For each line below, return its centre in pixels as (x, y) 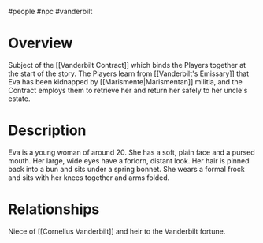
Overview (41, 43)
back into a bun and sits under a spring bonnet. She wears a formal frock (127, 169)
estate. (19, 99)
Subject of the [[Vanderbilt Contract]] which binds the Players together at (127, 65)
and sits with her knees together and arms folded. (89, 178)
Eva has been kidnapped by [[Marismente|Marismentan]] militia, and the (125, 81)
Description (47, 131)
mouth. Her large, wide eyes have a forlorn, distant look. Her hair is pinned (129, 160)
